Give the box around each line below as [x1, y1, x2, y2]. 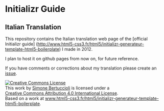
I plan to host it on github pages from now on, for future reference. [5, 56, 139, 62]
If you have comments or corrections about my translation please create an [5, 65, 157, 71]
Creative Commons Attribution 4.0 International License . [5, 90, 118, 96]
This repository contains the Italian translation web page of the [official [5, 36, 148, 42]
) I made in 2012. [59, 46, 93, 52]
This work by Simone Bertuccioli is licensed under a [5, 85, 110, 91]
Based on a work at [5, 95, 44, 101]
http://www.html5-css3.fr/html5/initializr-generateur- [37, 41, 144, 47]
